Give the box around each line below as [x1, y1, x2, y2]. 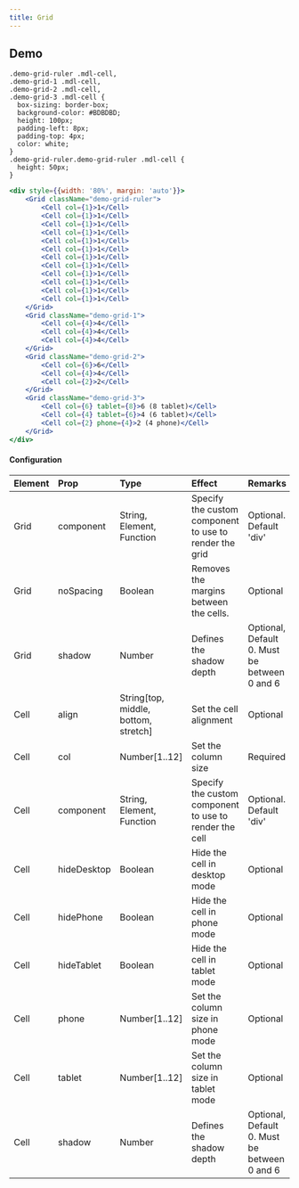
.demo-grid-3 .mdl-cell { [9, 93, 105, 102]
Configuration [9, 455, 62, 465]
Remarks [247, 477, 287, 489]
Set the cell [190, 702, 238, 715]
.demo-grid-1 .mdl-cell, [9, 78, 101, 86]
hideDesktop [57, 863, 111, 875]
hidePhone [57, 911, 104, 923]
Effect [190, 477, 218, 489]
